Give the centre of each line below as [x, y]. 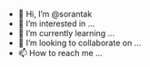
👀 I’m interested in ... [56, 24]
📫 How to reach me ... [60, 53]
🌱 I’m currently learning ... [66, 33]
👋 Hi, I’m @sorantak [55, 14]
